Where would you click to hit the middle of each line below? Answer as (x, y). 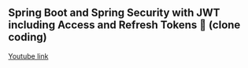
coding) (28, 37)
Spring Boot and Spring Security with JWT (114, 13)
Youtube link (28, 56)
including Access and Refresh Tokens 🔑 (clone (124, 25)
